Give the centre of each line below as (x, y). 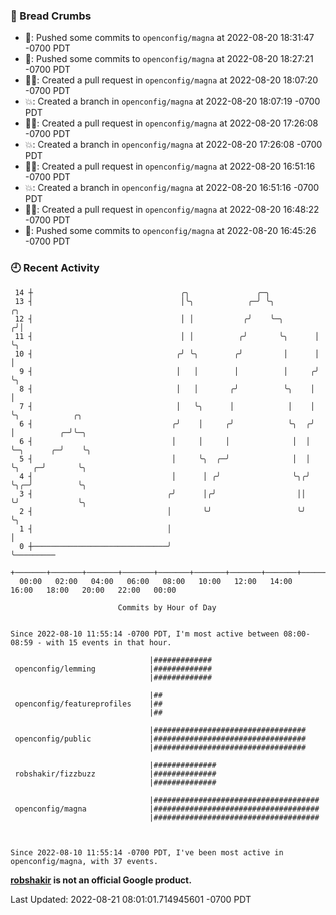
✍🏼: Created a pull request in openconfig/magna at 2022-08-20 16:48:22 (172, 210)
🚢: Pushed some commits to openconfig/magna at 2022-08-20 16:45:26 (170, 231)
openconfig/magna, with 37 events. (84, 861)
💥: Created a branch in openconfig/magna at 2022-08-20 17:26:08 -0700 (173, 145)
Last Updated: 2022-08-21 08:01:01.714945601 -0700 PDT (131, 899)
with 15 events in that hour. (109, 642)
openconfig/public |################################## (160, 739)
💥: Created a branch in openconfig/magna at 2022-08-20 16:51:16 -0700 (172, 188)
